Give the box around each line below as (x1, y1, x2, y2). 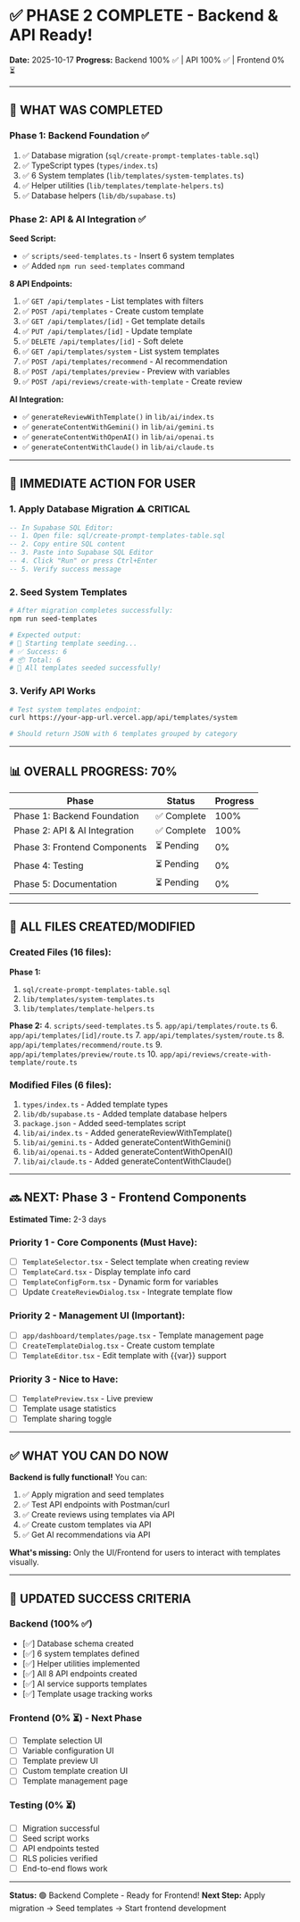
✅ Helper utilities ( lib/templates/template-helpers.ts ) (21, 180, 225, 190)
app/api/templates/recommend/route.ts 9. (9, 1039, 163, 1049)
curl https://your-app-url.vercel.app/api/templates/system (9, 714, 238, 723)
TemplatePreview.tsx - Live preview (21, 1393, 154, 1404)
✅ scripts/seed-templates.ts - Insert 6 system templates (21, 250, 235, 261)
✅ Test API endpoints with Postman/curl (21, 1500, 170, 1510)
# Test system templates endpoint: (9, 705, 142, 714)
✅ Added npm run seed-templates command (21, 260, 186, 271)
